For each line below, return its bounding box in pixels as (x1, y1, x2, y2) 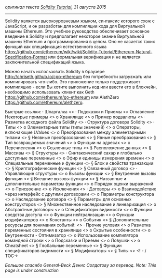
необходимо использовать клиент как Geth (5, 89, 95, 95)
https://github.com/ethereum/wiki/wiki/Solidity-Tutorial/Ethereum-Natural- (5, 49, 153, 55)
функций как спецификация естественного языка (5, 44, 107, 49)
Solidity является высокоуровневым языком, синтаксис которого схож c (5, 18, 155, 24)
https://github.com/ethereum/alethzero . (5, 99, 84, 105)
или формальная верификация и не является (48, 54, 141, 60)
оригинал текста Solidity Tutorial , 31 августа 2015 (5, 4, 107, 10)
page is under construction (5, 267, 59, 273)
